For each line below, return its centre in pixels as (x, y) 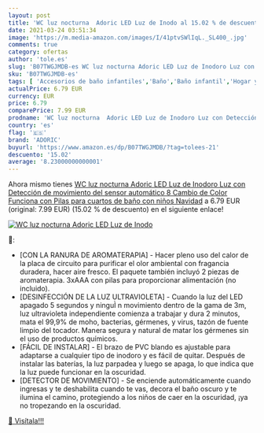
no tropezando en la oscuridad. (70, 405)
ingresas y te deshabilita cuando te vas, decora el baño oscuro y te (128, 389)
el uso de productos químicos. (68, 339)
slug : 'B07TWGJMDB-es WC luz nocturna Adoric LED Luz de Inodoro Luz (125, 67)
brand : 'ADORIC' (35, 140)
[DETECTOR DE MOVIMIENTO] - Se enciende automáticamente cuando (135, 381)
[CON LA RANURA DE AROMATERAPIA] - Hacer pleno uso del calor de (134, 255)
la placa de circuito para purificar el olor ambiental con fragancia (124, 264)
